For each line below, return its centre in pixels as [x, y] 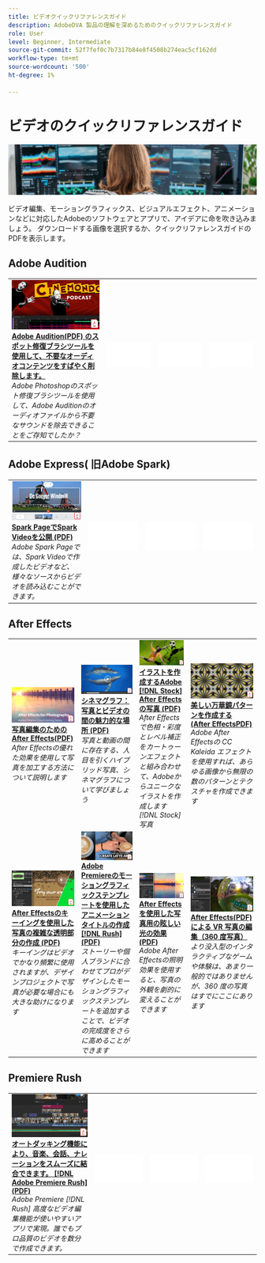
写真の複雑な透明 [39, 932]
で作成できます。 [39, 1248]
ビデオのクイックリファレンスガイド [125, 126]
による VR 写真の [218, 927]
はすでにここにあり [222, 996]
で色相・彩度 [160, 726]
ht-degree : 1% [32, 75]
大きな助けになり [39, 1002]
